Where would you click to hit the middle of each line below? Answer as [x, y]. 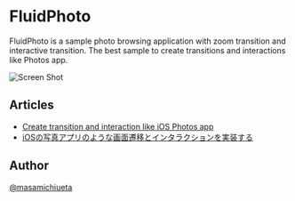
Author [29, 166]
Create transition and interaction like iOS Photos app [118, 126]
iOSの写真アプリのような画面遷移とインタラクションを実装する [137, 137]
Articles [32, 105]
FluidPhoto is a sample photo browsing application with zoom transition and [147, 41]
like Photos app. [39, 60]
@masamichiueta [41, 187]
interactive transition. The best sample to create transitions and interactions [147, 50]
